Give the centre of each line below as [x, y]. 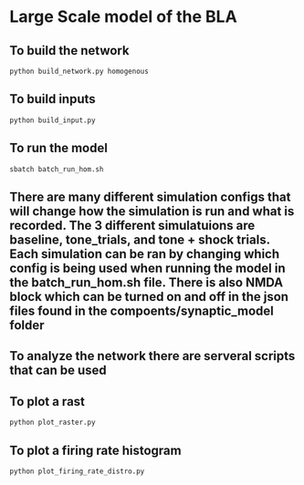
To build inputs [52, 99]
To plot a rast [47, 402]
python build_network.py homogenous [79, 71]
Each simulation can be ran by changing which [145, 254]
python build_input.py [52, 120]
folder [27, 325]
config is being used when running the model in [147, 268]
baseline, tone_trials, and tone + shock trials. [140, 240]
